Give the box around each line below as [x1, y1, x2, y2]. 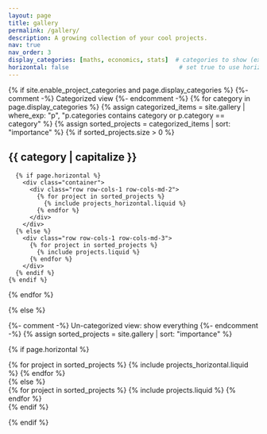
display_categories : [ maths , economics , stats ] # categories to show [8, 56, 247, 64]
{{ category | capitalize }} [8, 150, 137, 164]
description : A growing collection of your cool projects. [8, 33, 208, 42]
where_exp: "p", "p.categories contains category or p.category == [8, 110, 225, 120]
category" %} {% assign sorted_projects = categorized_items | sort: [8, 118, 230, 128]
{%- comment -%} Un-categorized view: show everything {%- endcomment [8, 320, 258, 330]
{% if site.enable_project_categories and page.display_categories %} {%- [8, 85, 249, 95]
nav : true [8, 41, 41, 49]
